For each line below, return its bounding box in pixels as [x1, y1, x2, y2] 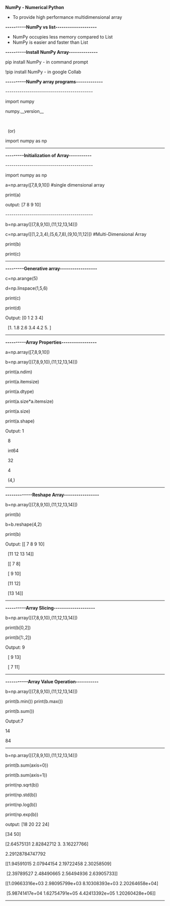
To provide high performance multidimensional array [12, 14, 122, 20]
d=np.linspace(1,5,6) [5, 285, 48, 291]
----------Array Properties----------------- [5, 339, 97, 345]
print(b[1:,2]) [5, 635, 31, 640]
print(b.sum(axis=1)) [5, 772, 48, 778]
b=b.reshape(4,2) [5, 521, 42, 527]
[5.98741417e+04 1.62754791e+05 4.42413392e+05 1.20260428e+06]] [6, 890, 156, 896]
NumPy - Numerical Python [5, 5, 64, 10]
